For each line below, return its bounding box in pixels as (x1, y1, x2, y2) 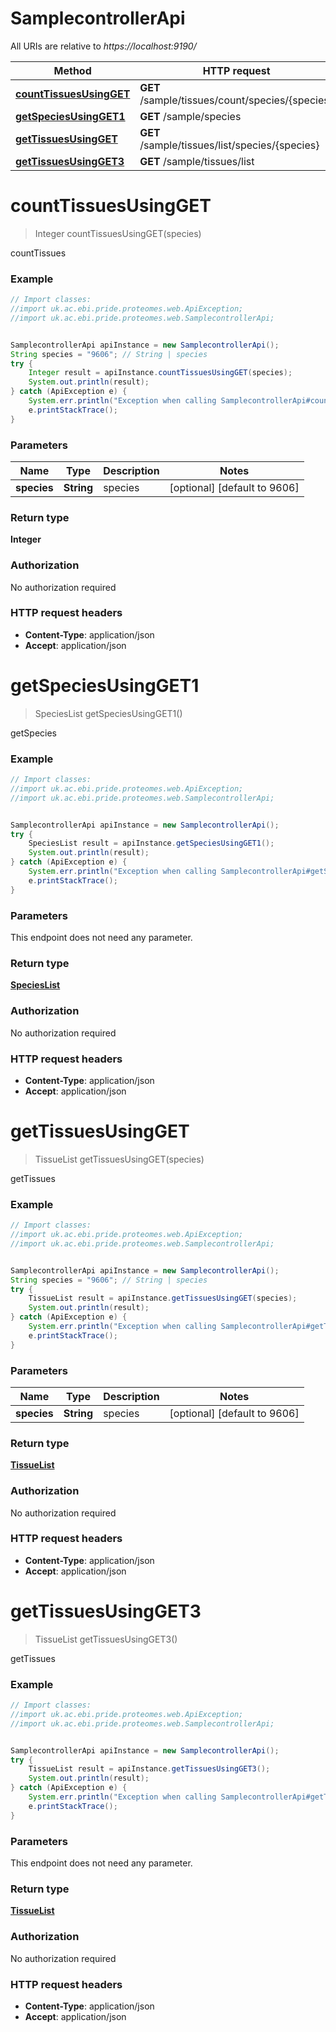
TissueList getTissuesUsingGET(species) (34, 1153, 205, 1165)
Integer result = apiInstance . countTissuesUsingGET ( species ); (28, 368, 293, 378)
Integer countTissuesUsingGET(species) (34, 227, 202, 239)
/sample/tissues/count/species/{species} (139, 93, 333, 107)
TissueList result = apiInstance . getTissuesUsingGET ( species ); (28, 1293, 298, 1304)
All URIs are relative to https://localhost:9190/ (10, 40, 197, 52)
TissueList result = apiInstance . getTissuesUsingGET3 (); (28, 1764, 271, 1774)
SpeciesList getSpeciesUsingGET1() (34, 707, 183, 719)
